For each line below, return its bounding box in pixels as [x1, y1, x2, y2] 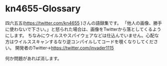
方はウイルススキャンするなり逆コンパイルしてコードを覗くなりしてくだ [5, 38, 154, 45]
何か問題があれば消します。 [5, 55, 62, 61]
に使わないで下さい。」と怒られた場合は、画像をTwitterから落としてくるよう [5, 26, 161, 32]
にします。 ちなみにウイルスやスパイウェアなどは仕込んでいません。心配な [5, 32, 159, 38]
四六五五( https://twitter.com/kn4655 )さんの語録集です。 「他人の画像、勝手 [5, 20, 162, 26]
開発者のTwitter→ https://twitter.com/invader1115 [14, 45, 114, 51]
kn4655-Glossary [5, 3, 81, 14]
